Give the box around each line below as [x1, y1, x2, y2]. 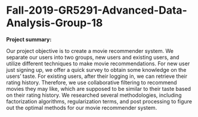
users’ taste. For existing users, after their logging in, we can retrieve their [6, 72, 188, 80]
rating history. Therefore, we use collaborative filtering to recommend [6, 78, 177, 86]
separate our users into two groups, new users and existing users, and [6, 53, 180, 61]
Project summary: [6, 36, 52, 43]
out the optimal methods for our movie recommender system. [6, 104, 157, 111]
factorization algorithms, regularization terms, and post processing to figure [6, 97, 193, 105]
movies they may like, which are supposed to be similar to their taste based [6, 85, 191, 92]
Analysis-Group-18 [6, 16, 103, 30]
